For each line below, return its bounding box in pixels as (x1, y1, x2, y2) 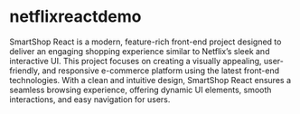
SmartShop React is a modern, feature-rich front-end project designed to (9, 36, 282, 47)
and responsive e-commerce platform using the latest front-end (42, 65, 280, 76)
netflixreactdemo (9, 6, 142, 27)
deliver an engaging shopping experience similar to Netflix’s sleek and (9, 45, 270, 56)
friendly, (9, 65, 41, 76)
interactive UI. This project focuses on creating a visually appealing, (9, 55, 262, 66)
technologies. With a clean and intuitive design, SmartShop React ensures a (9, 74, 292, 85)
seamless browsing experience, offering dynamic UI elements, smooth (9, 84, 272, 95)
